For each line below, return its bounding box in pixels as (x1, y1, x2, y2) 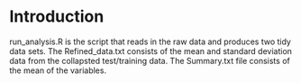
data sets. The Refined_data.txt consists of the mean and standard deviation (9, 45, 293, 56)
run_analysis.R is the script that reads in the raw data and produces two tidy (9, 36, 291, 47)
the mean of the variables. (9, 65, 106, 76)
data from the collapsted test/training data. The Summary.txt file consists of (9, 55, 290, 66)
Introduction (9, 6, 105, 27)
